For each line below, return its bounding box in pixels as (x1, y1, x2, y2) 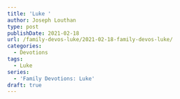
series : (7, 68, 30, 75)
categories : (7, 43, 42, 49)
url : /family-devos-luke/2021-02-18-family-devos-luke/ (7, 36, 173, 43)
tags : (7, 56, 23, 63)
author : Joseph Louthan (7, 17, 77, 24)
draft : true (7, 82, 42, 89)
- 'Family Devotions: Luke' (13, 75, 96, 82)
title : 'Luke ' (7, 10, 52, 17)
